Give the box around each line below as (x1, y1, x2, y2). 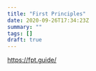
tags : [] (7, 30, 33, 37)
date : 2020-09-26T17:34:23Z (7, 17, 90, 24)
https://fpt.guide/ (7, 56, 57, 64)
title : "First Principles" (7, 10, 86, 18)
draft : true (7, 37, 42, 44)
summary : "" (7, 23, 42, 30)
